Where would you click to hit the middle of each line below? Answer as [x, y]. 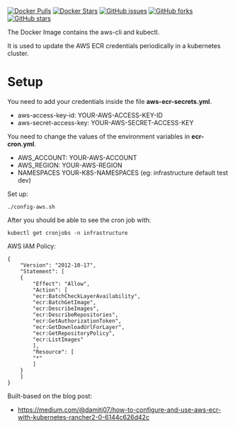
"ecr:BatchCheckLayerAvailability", [87, 296]
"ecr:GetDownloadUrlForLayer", [79, 327]
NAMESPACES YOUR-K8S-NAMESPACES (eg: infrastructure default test [123, 173]
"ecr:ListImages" [58, 340]
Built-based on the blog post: [50, 395]
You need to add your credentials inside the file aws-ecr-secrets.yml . [110, 101]
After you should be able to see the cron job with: [79, 220]
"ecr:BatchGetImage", [65, 302]
